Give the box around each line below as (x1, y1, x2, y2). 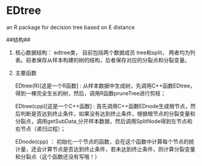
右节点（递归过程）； (15, 125, 66, 132)
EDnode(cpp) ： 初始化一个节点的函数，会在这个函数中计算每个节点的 (15, 138, 189, 145)
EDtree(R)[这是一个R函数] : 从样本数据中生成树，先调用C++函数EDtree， (15, 82, 195, 89)
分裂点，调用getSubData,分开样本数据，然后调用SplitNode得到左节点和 (15, 117, 193, 124)
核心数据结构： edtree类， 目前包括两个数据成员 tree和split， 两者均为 (15, 49, 191, 56)
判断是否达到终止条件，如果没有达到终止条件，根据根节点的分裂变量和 (20, 110, 195, 117)
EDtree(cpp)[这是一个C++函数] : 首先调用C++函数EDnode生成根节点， (15, 102, 191, 109)
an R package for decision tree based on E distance (6, 24, 135, 31)
